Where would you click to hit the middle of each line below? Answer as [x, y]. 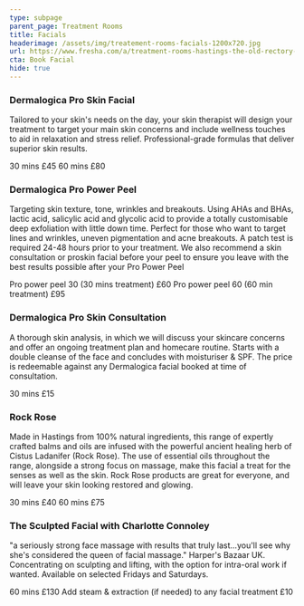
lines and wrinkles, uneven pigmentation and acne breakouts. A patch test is [152, 238]
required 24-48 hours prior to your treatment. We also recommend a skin [146, 248]
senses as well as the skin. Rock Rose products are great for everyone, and [149, 476]
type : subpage [36, 18]
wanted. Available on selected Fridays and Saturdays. [109, 574]
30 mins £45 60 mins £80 [57, 166]
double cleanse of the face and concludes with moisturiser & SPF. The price [151, 356]
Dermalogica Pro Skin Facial [72, 100]
